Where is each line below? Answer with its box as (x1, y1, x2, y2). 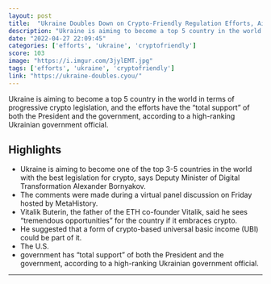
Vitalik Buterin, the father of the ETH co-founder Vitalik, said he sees (19, 207, 248, 217)
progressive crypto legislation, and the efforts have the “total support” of (8, 102, 250, 112)
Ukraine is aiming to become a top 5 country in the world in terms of (8, 94, 236, 103)
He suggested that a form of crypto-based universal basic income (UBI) (19, 224, 259, 234)
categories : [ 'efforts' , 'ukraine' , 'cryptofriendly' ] (8, 42, 197, 50)
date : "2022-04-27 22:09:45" (8, 34, 106, 43)
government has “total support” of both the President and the (19, 250, 224, 260)
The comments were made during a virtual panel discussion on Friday (19, 190, 252, 200)
